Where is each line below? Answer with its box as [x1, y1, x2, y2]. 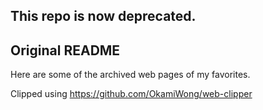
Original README [10, 42, 121, 59]
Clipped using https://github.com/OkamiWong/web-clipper [10, 88, 253, 100]
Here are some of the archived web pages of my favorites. [10, 69, 251, 81]
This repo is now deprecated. [10, 8, 197, 25]
